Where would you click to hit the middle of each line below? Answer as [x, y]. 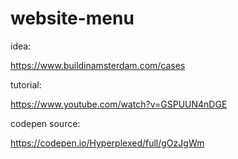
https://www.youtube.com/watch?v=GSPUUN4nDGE [119, 104]
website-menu [72, 18]
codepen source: [45, 123]
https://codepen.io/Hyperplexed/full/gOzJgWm [107, 143]
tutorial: [26, 84]
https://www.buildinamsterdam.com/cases [98, 65]
